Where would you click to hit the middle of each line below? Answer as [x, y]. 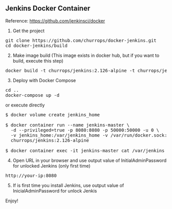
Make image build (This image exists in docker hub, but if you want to [86, 55]
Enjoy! [12, 201]
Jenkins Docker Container [48, 8]
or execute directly [25, 105]
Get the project [29, 31]
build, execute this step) [38, 60]
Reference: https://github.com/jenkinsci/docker [55, 20]
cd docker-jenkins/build [36, 45]
